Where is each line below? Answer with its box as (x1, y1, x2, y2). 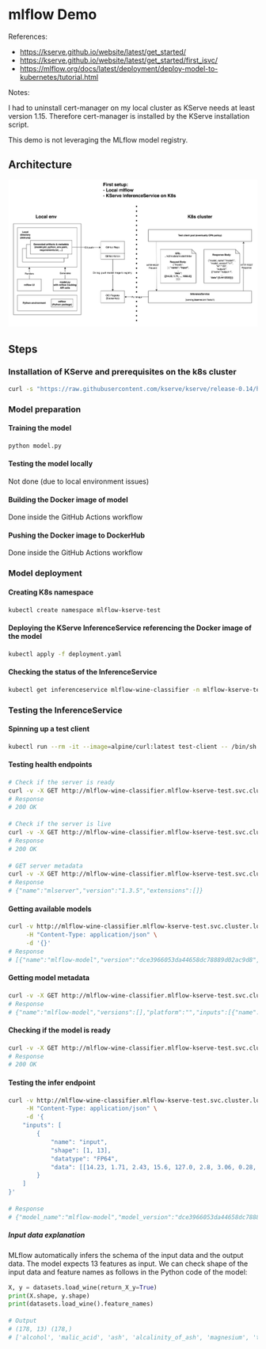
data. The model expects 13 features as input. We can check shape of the (8, 1259, 249, 1268)
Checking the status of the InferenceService (8, 667, 158, 677)
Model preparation (8, 404, 82, 415)
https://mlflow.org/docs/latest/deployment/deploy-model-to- (19, 63, 218, 73)
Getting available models (8, 904, 93, 914)
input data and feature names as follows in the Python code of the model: (8, 1267, 248, 1276)
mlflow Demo (8, 6, 97, 24)
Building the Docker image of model (8, 495, 128, 504)
